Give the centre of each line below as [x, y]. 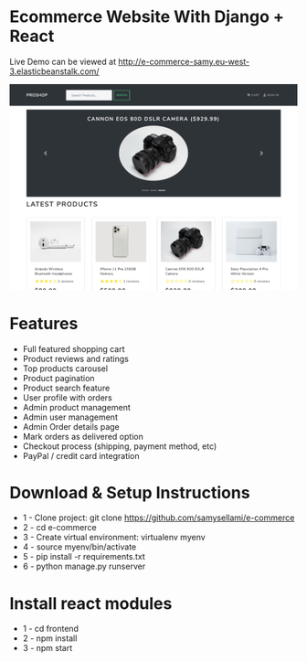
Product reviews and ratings [76, 358]
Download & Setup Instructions [130, 492]
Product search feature [66, 388]
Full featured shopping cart [74, 348]
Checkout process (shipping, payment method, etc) [120, 446]
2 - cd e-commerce [60, 528]
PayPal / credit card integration [81, 455]
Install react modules [91, 603]
